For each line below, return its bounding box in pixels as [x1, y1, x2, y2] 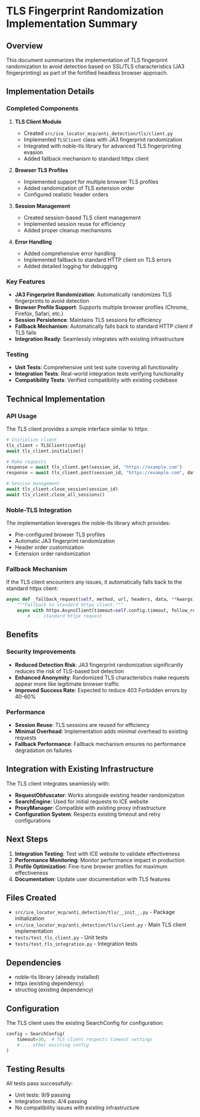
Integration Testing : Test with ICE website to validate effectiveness [14, 850, 180, 857]
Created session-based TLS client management [23, 214, 141, 221]
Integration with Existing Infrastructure [6, 764, 154, 774]
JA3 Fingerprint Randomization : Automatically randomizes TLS [14, 291, 172, 298]
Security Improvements [6, 648, 76, 656]
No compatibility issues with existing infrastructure [14, 1104, 140, 1112]
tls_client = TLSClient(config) [6, 442, 86, 449]
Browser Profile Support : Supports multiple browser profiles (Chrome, [14, 303, 189, 311]
